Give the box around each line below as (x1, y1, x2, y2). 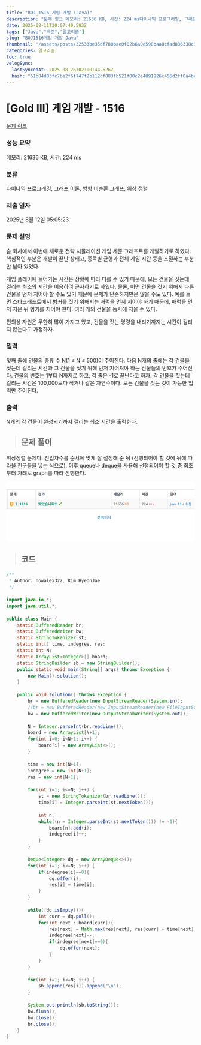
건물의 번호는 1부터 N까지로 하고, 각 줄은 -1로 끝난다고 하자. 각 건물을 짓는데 (14, 372, 190, 379)
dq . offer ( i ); (48, 875, 82, 882)
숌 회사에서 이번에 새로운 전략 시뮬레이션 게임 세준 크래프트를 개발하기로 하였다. (6, 247, 191, 254)
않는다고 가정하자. (12, 325, 54, 333)
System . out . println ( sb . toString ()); (28, 1002, 119, 1008)
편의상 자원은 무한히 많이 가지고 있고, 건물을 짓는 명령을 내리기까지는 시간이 (6, 318, 182, 325)
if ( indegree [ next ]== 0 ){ (48, 939, 109, 945)
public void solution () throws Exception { (17, 692, 127, 698)
